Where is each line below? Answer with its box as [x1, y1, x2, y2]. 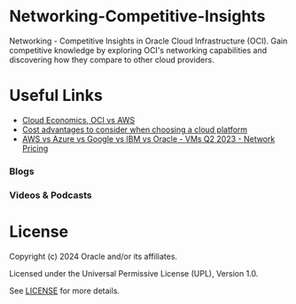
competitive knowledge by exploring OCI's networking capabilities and [9, 44, 268, 55]
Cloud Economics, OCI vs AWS [21, 114, 136, 125]
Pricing [21, 143, 49, 153]
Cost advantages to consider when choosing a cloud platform [21, 124, 248, 135]
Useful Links [9, 86, 104, 105]
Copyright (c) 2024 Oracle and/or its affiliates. [9, 251, 178, 261]
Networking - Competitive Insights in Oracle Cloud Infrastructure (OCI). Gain [9, 35, 288, 46]
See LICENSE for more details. [9, 285, 121, 296]
